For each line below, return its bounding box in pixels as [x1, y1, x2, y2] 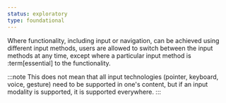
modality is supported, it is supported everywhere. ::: [7, 87, 161, 96]
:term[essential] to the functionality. [7, 59, 111, 67]
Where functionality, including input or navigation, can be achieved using [7, 36, 220, 44]
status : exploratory [7, 10, 69, 18]
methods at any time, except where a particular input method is [7, 51, 192, 60]
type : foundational [7, 17, 65, 24]
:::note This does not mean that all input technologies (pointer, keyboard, [7, 72, 219, 81]
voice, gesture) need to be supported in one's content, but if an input [7, 80, 208, 88]
